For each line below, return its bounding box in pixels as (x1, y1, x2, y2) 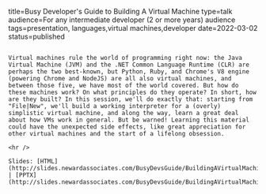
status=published (8, 32, 66, 41)
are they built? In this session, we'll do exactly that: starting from (8, 95, 253, 103)
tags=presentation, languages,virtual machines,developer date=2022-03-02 (8, 24, 258, 32)
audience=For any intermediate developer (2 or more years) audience (8, 15, 236, 24)
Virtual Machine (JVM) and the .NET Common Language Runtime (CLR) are (8, 61, 249, 69)
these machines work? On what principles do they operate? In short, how (8, 88, 257, 96)
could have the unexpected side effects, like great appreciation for (8, 123, 246, 131)
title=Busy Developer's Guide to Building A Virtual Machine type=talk (8, 7, 233, 16)
